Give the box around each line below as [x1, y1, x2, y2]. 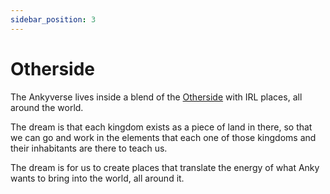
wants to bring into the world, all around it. [10, 172, 185, 184]
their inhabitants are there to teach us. [10, 142, 168, 154]
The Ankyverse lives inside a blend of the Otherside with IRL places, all [10, 91, 303, 103]
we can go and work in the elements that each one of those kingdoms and [10, 131, 317, 143]
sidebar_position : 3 [10, 14, 97, 25]
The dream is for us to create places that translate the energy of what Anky [10, 161, 320, 173]
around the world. [10, 101, 84, 113]
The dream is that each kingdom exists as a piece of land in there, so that [10, 121, 313, 133]
